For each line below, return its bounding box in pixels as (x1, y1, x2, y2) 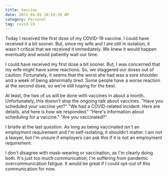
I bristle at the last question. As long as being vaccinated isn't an (5, 124, 140, 130)
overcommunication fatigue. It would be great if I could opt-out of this (5, 160, 151, 167)
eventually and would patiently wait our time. (5, 52, 99, 58)
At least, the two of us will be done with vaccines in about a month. (5, 93, 145, 99)
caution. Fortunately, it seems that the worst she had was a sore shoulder (5, 72, 158, 78)
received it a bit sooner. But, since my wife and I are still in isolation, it (5, 41, 150, 47)
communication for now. (5, 166, 56, 172)
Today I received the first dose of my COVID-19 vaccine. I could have (5, 35, 149, 41)
